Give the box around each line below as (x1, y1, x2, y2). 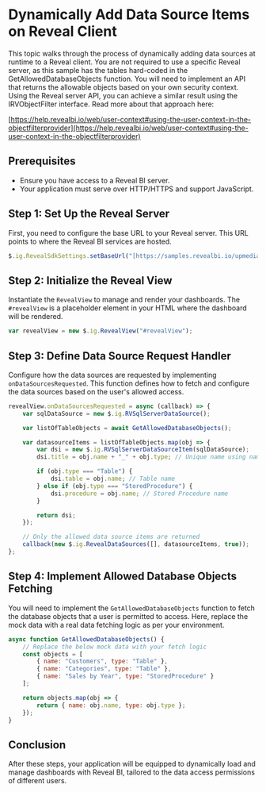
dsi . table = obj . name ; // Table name (50, 475, 176, 483)
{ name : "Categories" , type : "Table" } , (36, 665, 172, 673)
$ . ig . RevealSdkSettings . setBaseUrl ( (8, 252, 129, 260)
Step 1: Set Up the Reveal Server (8, 207, 170, 221)
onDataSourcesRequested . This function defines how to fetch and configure (8, 379, 249, 388)
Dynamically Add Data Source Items (8, 6, 250, 24)
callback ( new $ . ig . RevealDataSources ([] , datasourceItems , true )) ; (22, 540, 249, 548)
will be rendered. (8, 312, 63, 321)
